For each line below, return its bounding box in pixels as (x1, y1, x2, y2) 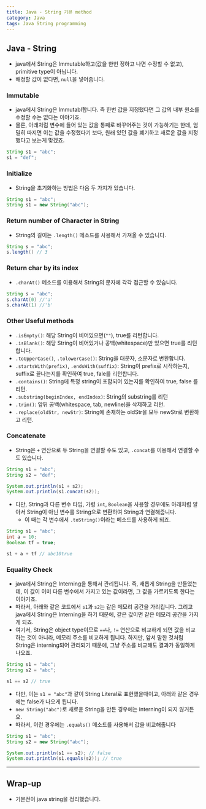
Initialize (6, 170, 32, 178)
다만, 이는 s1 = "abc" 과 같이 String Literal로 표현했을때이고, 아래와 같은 (15, 690, 188, 697)
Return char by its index (6, 264, 79, 272)
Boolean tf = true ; (6, 540, 56, 546)
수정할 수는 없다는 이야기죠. (15, 114, 82, 121)
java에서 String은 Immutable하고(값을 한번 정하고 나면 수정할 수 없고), (15, 60, 184, 68)
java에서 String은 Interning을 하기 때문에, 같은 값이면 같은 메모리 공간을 (15, 611, 188, 618)
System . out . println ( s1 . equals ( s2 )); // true (6, 756, 122, 762)
